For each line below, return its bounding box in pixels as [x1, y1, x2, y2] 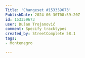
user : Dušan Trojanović [5, 21, 56, 27]
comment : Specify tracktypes [5, 26, 67, 32]
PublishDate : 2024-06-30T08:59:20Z [5, 12, 80, 17]
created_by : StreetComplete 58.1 [5, 31, 76, 36]
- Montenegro [5, 41, 33, 46]
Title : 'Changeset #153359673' [5, 7, 71, 13]
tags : [5, 36, 17, 41]
